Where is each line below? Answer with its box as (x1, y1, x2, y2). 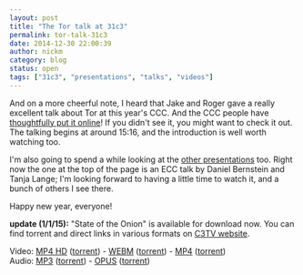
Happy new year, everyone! (9, 200, 113, 211)
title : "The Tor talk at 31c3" (9, 22, 128, 31)
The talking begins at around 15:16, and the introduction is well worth (9, 127, 267, 137)
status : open (9, 65, 59, 74)
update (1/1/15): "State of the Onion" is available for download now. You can (9, 218, 295, 229)
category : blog (9, 56, 67, 65)
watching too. (9, 136, 61, 147)
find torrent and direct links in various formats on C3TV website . (9, 228, 250, 239)
